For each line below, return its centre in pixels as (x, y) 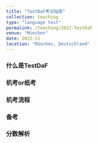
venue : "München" (27, 33)
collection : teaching (32, 17)
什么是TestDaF (27, 65)
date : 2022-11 (23, 39)
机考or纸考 (21, 82)
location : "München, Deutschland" (48, 44)
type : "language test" (34, 22)
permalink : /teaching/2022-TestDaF (49, 28)
